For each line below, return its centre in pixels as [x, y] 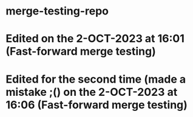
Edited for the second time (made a [96, 79]
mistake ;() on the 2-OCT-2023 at [92, 92]
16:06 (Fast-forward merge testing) [96, 105]
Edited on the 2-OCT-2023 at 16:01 [95, 39]
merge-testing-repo [57, 11]
